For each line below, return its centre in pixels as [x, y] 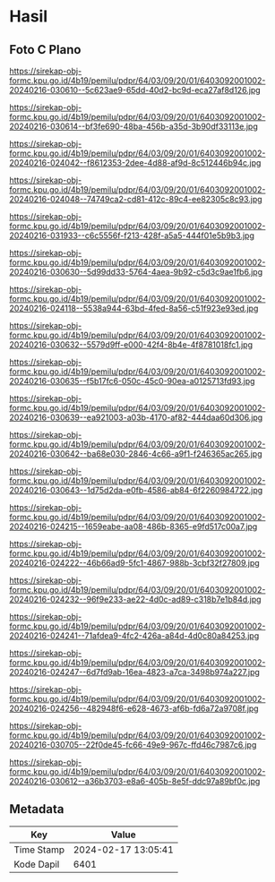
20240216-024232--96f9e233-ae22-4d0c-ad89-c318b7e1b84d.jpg [135, 599]
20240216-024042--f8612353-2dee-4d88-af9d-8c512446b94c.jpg [135, 163]
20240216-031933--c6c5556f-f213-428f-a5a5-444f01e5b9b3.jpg [132, 235]
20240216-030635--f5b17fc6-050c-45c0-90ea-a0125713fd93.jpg [132, 381]
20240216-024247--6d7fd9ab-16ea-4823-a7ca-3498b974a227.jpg [134, 672]
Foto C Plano [45, 50]
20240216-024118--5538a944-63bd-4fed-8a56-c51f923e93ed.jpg [134, 308]
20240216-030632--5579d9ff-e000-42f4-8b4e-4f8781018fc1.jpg [131, 345]
